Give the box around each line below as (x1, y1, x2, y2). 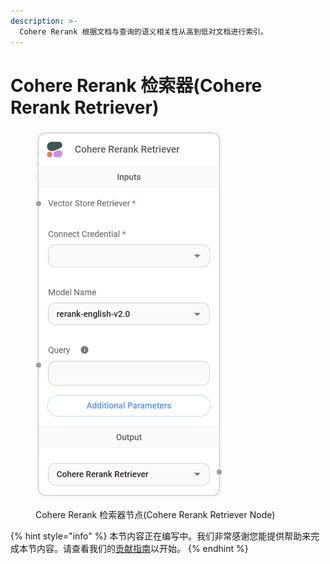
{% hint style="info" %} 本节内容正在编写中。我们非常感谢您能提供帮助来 (10, 530, 312, 542)
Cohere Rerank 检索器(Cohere (10, 74, 263, 97)
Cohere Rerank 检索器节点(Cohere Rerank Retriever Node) (35, 509, 276, 521)
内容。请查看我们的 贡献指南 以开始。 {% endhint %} (36, 543, 249, 555)
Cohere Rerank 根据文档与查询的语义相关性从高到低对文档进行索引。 (19, 26, 268, 37)
